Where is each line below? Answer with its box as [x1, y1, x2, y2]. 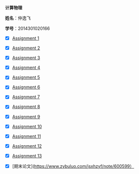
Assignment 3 [12, 55, 40, 61]
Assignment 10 [12, 123, 42, 129]
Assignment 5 [12, 74, 40, 80]
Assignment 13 [12, 152, 42, 158]
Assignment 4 [12, 65, 40, 70]
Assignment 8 [12, 104, 40, 109]
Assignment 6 [12, 84, 40, 90]
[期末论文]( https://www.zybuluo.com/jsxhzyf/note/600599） [12, 163, 134, 169]
